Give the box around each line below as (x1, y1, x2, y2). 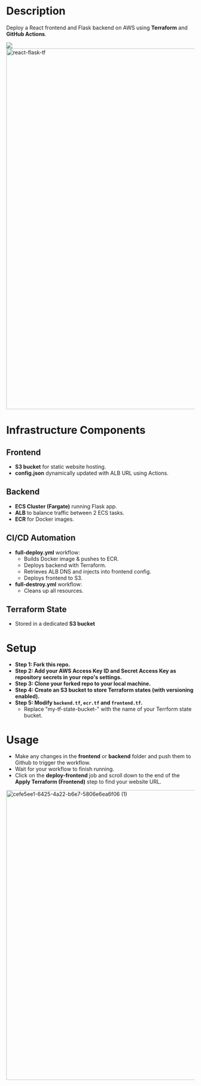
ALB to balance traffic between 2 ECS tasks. (14, 509, 124, 516)
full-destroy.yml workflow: (14, 580, 83, 588)
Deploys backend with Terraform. (23, 562, 106, 569)
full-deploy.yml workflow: (14, 548, 80, 556)
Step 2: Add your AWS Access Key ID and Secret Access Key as (14, 667, 176, 675)
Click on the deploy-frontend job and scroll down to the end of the (14, 772, 180, 779)
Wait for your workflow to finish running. (14, 765, 115, 773)
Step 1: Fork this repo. (14, 661, 71, 668)
